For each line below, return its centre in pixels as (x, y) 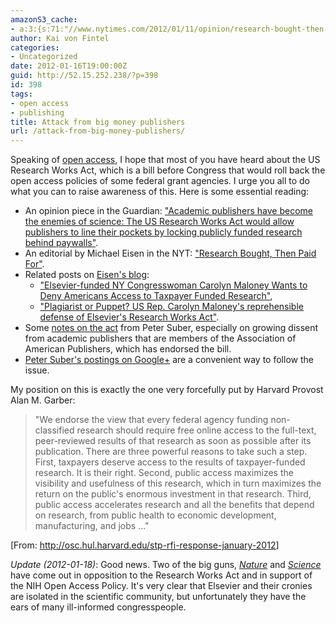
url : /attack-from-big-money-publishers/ (98, 131)
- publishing (37, 112)
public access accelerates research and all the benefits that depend (174, 505)
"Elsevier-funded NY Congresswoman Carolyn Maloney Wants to (173, 285)
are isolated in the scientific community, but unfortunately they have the (158, 597)
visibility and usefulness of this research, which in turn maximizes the (178, 483)
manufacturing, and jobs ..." (92, 526)
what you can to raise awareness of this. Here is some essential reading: (160, 192)
